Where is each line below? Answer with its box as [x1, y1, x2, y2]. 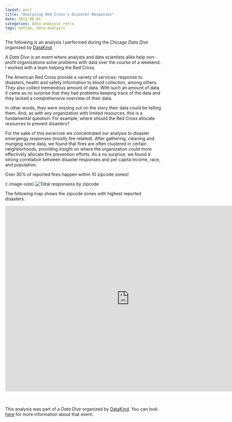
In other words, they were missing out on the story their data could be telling [5, 105, 161, 111]
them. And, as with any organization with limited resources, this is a [5, 110, 143, 116]
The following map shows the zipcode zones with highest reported [5, 191, 141, 197]
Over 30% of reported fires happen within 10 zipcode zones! [5, 171, 129, 177]
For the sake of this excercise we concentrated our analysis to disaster [5, 130, 150, 136]
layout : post [5, 7, 32, 12]
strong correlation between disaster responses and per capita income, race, [5, 157, 161, 162]
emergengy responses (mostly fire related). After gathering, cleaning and [5, 136, 155, 142]
